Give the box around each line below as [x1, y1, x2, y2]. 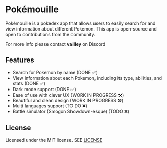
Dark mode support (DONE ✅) [12, 86, 77, 92]
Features [5, 56, 34, 65]
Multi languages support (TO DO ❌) [12, 103, 88, 109]
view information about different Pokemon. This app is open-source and [5, 25, 157, 32]
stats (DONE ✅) [12, 80, 46, 86]
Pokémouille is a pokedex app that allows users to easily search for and [5, 20, 156, 26]
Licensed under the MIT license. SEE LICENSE [5, 137, 103, 143]
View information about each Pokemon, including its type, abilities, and [12, 75, 162, 81]
